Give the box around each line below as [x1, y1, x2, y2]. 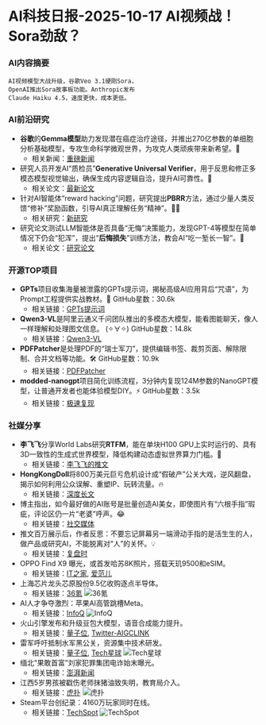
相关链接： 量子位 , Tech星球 [31, 648, 121, 658]
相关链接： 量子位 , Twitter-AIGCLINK [31, 628, 150, 638]
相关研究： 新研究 [31, 213, 88, 222]
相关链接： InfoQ [31, 608, 85, 618]
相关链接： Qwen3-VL [31, 334, 102, 344]
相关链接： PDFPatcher [31, 366, 106, 376]
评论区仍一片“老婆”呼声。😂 [33, 509, 125, 519]
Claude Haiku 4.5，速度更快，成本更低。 [8, 94, 131, 102]
